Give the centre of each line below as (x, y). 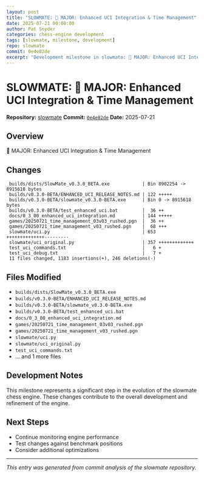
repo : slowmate (25, 46)
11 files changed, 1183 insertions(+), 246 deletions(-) (82, 259)
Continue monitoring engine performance (67, 437)
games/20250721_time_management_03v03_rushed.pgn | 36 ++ (87, 221)
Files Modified (34, 277)
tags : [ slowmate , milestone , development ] (61, 40)
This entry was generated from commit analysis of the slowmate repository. (101, 467)
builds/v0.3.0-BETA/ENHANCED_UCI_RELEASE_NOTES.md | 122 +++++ (90, 195)
